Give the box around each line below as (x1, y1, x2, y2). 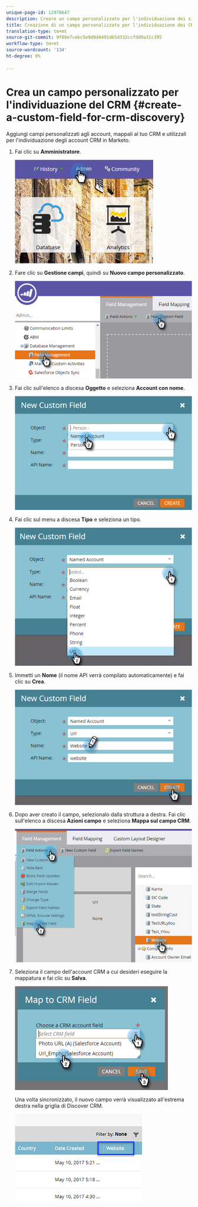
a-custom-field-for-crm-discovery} (6, 110, 186, 124)
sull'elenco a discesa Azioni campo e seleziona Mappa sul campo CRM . (14, 817, 192, 824)
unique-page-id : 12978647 (6, 9, 70, 15)
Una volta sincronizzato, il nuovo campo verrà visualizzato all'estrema (14, 1096, 184, 1103)
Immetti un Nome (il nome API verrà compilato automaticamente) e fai (14, 671, 184, 679)
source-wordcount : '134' (6, 47, 67, 53)
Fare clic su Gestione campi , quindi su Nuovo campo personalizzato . (14, 269, 185, 276)
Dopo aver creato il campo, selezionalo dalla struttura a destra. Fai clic (14, 811, 186, 818)
